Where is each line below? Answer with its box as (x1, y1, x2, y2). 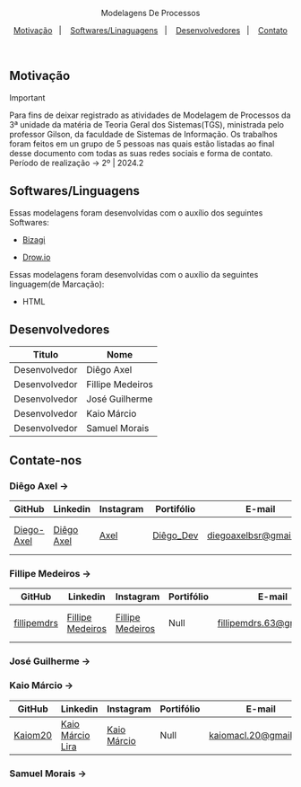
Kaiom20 (13, 729, 52, 741)
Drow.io (21, 252, 51, 262)
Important (9, 92, 46, 102)
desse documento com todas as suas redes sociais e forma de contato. (9, 147, 273, 158)
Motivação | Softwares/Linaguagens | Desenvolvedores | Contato (13, 25, 288, 35)
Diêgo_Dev (151, 529, 199, 542)
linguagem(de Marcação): (9, 279, 105, 289)
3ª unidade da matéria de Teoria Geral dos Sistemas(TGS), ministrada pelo (9, 119, 285, 129)
